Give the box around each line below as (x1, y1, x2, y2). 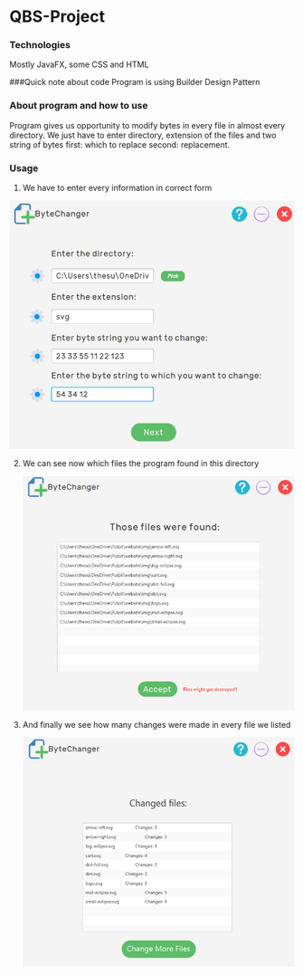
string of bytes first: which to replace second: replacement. (9, 139, 231, 150)
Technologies (9, 39, 71, 52)
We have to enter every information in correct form (22, 183, 213, 194)
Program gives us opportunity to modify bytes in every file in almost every (9, 119, 286, 130)
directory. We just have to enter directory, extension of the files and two (9, 129, 277, 140)
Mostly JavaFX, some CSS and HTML (9, 59, 149, 70)
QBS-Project (9, 6, 106, 27)
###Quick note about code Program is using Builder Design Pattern (9, 77, 260, 88)
